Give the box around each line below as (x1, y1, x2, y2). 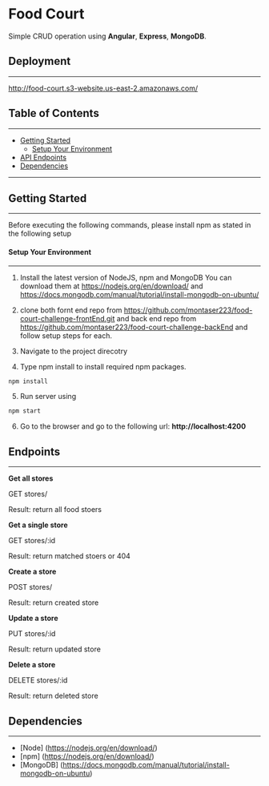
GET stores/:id (8, 536, 56, 546)
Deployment (8, 54, 71, 68)
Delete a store (8, 660, 56, 670)
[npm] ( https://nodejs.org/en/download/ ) (19, 751, 155, 761)
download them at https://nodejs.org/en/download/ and (19, 281, 203, 291)
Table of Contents (8, 107, 100, 120)
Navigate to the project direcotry (19, 346, 128, 356)
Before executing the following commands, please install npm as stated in (8, 220, 251, 230)
